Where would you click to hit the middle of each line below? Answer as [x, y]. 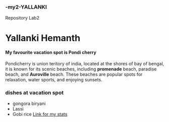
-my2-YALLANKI [26, 7]
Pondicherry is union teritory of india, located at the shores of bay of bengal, [85, 63]
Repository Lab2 [22, 18]
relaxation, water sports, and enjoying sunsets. [54, 79]
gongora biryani [29, 103]
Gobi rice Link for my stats [40, 114]
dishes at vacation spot [35, 92]
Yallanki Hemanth [43, 38]
